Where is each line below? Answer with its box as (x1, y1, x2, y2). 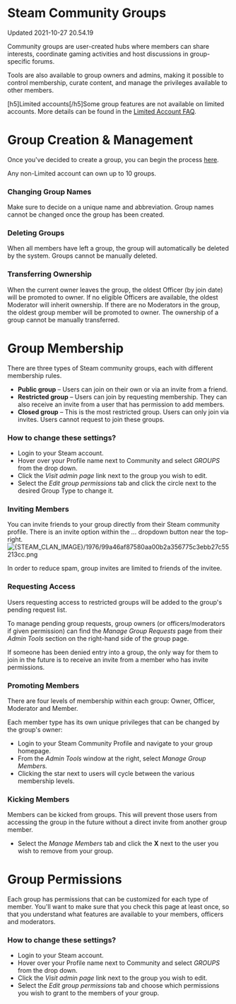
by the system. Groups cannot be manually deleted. (7, 251, 158, 260)
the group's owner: (7, 725, 63, 734)
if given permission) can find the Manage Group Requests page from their (7, 627, 223, 635)
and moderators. (7, 918, 56, 926)
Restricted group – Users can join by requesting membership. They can (17, 392, 228, 401)
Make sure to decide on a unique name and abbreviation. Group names (7, 203, 214, 212)
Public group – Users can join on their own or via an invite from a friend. (17, 384, 228, 394)
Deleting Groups (7, 228, 65, 238)
